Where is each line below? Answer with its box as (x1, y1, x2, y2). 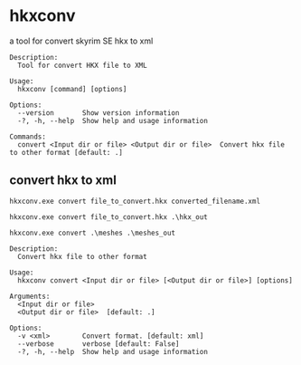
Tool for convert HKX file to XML (17, 61, 147, 70)
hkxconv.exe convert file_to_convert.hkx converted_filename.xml (9, 197, 260, 206)
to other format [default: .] (9, 148, 124, 157)
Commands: (9, 132, 47, 141)
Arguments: (9, 292, 51, 301)
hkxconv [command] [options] (17, 84, 127, 93)
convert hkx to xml (9, 173, 118, 188)
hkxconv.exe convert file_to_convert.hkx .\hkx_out (9, 212, 208, 222)
